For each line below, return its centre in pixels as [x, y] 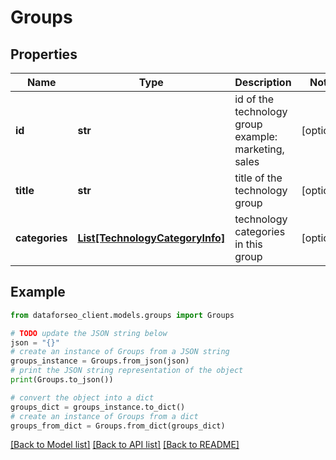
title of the [258, 178]
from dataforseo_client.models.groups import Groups [122, 315]
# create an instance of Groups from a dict [104, 416]
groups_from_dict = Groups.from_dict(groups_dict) [118, 426]
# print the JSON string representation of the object [127, 371]
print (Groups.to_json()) [62, 380]
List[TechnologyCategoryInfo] [151, 238]
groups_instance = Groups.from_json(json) [100, 361]
